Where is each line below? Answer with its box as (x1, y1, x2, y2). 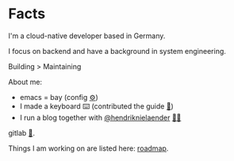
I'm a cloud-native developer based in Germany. (8, 31, 166, 40)
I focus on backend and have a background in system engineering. (8, 46, 226, 56)
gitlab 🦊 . (8, 128, 36, 137)
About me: (8, 77, 42, 86)
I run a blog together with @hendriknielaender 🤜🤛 (19, 113, 182, 122)
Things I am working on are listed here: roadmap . (8, 144, 169, 153)
